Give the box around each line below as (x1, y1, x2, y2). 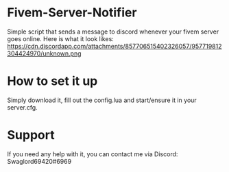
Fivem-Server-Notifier (7, 5, 137, 21)
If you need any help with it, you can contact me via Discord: (7, 149, 178, 158)
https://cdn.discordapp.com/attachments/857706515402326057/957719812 (7, 42, 222, 50)
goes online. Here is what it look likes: (7, 34, 114, 42)
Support (7, 127, 55, 143)
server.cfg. (7, 103, 38, 111)
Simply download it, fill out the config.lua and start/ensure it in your (7, 96, 197, 104)
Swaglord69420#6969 (7, 157, 72, 165)
